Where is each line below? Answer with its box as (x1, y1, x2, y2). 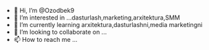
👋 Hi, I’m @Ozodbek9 (13, 7, 74, 14)
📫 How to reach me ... (13, 36, 78, 43)
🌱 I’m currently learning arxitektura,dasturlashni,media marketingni (13, 21, 203, 28)
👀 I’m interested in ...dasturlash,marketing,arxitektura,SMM (13, 14, 181, 22)
